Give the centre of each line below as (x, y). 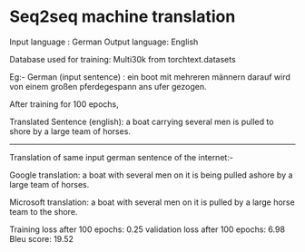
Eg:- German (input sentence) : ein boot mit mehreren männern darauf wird (150, 77)
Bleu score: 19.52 (42, 238)
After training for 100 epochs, (64, 104)
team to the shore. (44, 211)
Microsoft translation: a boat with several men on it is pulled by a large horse (152, 202)
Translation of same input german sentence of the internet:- (122, 157)
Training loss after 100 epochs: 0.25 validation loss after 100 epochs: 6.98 (148, 229)
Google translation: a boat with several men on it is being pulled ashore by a (151, 175)
